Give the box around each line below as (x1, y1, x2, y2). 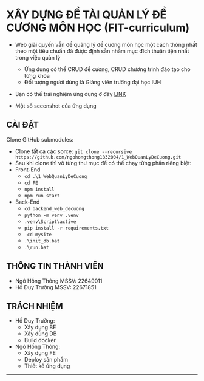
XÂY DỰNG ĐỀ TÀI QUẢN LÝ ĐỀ (6, 8, 167, 22)
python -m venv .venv (24, 212, 79, 218)
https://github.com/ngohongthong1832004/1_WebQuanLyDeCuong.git (15, 154, 182, 160)
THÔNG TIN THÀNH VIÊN (6, 261, 104, 272)
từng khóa (24, 72, 50, 79)
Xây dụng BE (24, 324, 56, 331)
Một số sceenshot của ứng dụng (15, 102, 97, 109)
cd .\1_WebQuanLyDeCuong (24, 173, 87, 179)
